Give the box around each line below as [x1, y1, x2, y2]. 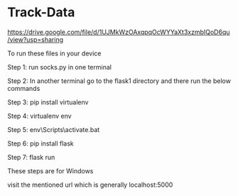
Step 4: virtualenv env [7, 111, 72, 120]
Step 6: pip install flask [7, 139, 75, 148]
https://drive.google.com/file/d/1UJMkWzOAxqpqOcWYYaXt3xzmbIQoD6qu [7, 28, 230, 36]
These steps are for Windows [7, 166, 94, 175]
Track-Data [7, 4, 75, 21]
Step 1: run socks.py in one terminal [7, 62, 112, 71]
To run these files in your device [7, 49, 102, 58]
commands [7, 84, 40, 92]
